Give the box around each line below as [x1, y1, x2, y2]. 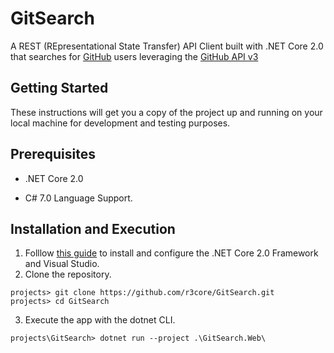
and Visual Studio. [24, 258, 100, 270]
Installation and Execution [10, 220, 176, 237]
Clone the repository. [24, 268, 112, 281]
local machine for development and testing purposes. [10, 117, 231, 129]
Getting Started [10, 80, 109, 97]
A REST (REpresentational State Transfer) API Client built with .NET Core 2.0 [10, 40, 324, 52]
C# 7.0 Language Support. [24, 192, 133, 204]
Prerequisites [10, 146, 96, 163]
